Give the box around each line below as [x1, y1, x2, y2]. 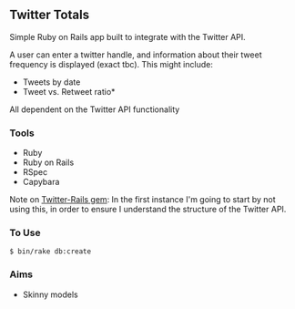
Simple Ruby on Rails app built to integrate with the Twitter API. [9, 31, 246, 42]
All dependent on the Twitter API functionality [9, 104, 180, 115]
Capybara [22, 177, 60, 188]
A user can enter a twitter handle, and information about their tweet [9, 49, 262, 60]
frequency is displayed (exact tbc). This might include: [9, 58, 214, 69]
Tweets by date [22, 77, 81, 88]
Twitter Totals [9, 7, 89, 23]
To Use [9, 227, 41, 240]
